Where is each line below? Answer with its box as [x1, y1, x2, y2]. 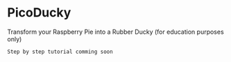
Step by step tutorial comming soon [7, 48, 113, 55]
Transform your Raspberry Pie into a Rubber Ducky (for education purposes [7, 28, 224, 36]
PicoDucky [7, 5, 71, 21]
